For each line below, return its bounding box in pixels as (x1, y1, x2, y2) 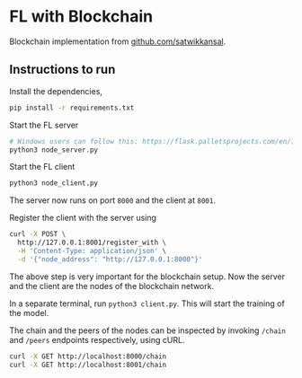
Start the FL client (9, 162, 75, 172)
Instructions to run (9, 62, 116, 77)
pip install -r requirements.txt (9, 103, 135, 112)
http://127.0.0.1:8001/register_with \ (17, 238, 167, 248)
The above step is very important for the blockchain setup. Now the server (9, 271, 286, 282)
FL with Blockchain (9, 6, 154, 27)
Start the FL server (9, 119, 79, 130)
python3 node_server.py (9, 145, 99, 154)
